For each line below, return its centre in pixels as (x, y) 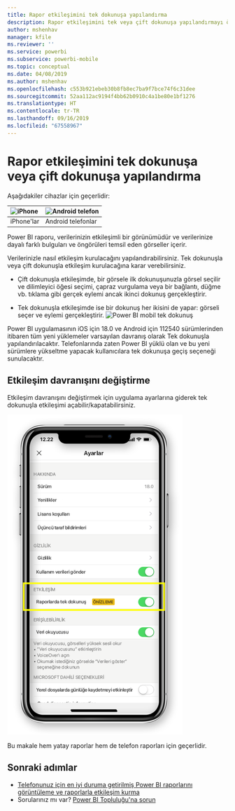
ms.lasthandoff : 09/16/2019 (48, 119)
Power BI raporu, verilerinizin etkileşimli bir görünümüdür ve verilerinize (110, 237)
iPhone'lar (25, 222)
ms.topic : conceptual (39, 67)
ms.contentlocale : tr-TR (43, 111)
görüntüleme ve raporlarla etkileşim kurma (78, 792)
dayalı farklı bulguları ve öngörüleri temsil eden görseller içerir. (97, 244)
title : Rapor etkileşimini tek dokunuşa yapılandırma (87, 15)
